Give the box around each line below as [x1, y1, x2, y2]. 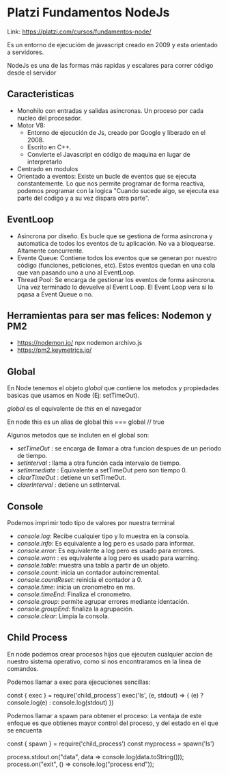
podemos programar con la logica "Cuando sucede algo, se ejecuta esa [16, 186, 220, 194]
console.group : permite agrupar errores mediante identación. [16, 598, 190, 605]
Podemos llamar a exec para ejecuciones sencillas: [7, 678, 151, 686]
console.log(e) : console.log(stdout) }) [7, 698, 114, 707]
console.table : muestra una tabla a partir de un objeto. [16, 561, 170, 569]
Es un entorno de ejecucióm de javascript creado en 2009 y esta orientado [7, 40, 218, 49]
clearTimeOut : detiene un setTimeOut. [16, 474, 126, 482]
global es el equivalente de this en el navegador [7, 405, 142, 413]
